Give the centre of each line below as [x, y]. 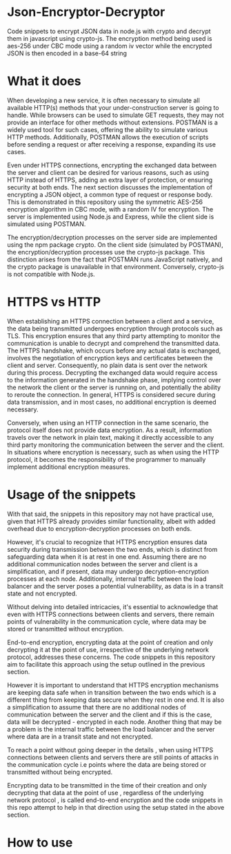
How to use [40, 843]
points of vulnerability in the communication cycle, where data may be [107, 621]
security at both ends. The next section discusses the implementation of [110, 187]
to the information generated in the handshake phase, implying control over [114, 380]
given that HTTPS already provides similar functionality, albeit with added [111, 521]
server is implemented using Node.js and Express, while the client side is [111, 216]
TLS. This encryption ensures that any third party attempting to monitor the [114, 335]
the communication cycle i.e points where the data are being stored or [107, 764]
